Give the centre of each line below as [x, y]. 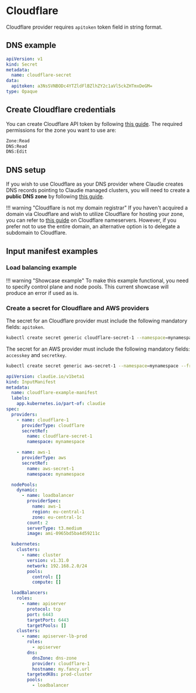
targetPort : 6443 [48, 620]
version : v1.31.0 [48, 560]
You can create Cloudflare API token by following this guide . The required [94, 123]
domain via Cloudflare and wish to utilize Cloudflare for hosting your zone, [95, 214]
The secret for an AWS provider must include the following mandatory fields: [98, 349]
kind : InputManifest [31, 382]
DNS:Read [17, 146]
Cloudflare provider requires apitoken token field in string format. [84, 27]
